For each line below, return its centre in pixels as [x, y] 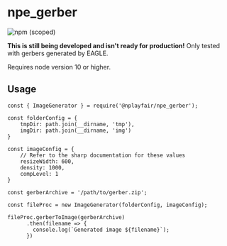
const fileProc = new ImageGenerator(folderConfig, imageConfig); [107, 205]
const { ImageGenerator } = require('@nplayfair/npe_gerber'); [103, 106]
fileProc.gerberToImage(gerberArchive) [66, 217]
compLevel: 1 [39, 174]
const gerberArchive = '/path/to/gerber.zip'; [77, 192]
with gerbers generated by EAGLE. [58, 53]
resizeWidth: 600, [47, 161]
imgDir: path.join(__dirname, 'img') [76, 130]
